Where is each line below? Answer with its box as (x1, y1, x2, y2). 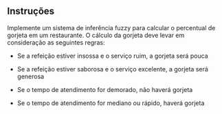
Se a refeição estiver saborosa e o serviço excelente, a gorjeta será (16, 65, 208, 73)
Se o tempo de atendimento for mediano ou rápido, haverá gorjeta (16, 99, 205, 107)
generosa (16, 72, 45, 80)
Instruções (7, 5, 55, 17)
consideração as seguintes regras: (7, 38, 105, 47)
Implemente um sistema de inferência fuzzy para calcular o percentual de (7, 23, 216, 32)
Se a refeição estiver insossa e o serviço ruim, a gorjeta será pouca (16, 52, 208, 60)
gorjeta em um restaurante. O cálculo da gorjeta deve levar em (7, 31, 185, 39)
